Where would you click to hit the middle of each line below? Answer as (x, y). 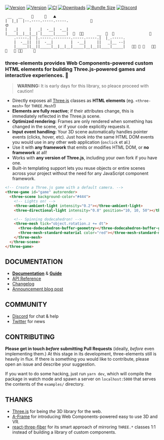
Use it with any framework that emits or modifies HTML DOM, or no (81, 147)
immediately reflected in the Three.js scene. (56, 116)
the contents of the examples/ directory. (45, 384)
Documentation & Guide (37, 274)
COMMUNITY (26, 304)
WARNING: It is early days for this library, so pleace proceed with (83, 86)
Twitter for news (29, 322)
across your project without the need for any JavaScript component (80, 173)
